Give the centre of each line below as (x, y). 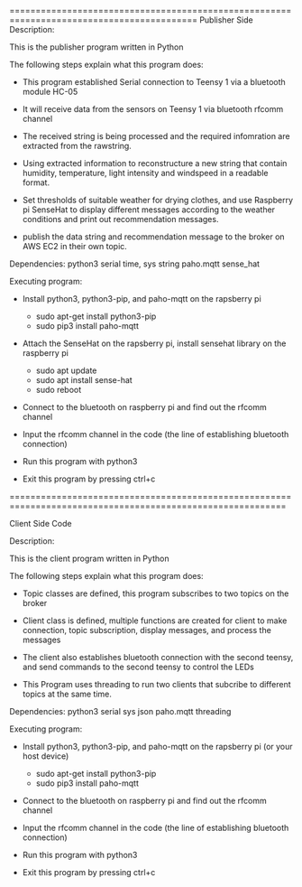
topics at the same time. (67, 694)
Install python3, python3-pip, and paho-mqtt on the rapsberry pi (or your (157, 747)
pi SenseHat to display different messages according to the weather (149, 210)
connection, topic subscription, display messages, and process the (147, 630)
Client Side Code (41, 523)
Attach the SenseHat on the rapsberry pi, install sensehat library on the (154, 343)
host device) (46, 756)
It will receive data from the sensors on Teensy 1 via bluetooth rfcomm (153, 109)
